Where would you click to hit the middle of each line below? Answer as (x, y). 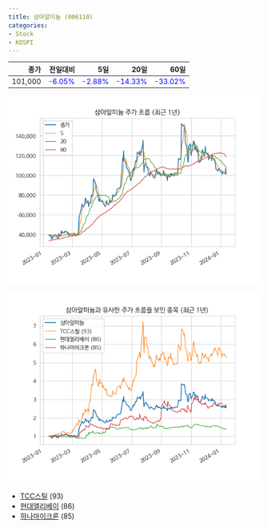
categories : (28, 25)
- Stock (21, 34)
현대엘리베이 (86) (47, 506)
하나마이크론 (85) (47, 516)
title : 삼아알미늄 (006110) (51, 17)
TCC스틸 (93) (42, 496)
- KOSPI (21, 42)
